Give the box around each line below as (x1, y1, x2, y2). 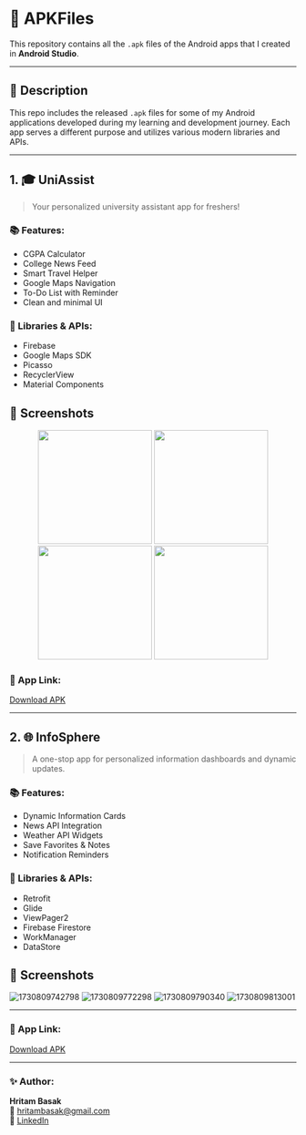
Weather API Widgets (22, 830, 103, 841)
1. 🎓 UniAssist (9, 172, 95, 188)
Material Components (22, 379, 105, 390)
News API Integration (22, 820, 103, 832)
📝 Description (9, 83, 88, 98)
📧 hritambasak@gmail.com (9, 1106, 111, 1117)
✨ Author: (9, 1075, 55, 1088)
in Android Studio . (9, 47, 79, 58)
